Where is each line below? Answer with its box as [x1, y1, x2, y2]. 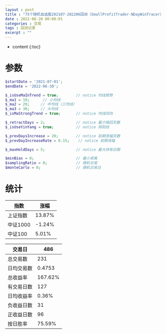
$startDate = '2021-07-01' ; [5, 79, 63, 84]
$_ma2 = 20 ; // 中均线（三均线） [5, 102, 77, 107]
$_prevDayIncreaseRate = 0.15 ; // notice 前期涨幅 [5, 138, 115, 143]
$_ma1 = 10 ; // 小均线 [5, 97, 61, 102]
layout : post [5, 7, 35, 12]
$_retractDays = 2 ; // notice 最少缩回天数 [5, 120, 121, 125]
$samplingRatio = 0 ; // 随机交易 [5, 161, 98, 166]
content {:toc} [12, 44, 41, 49]
